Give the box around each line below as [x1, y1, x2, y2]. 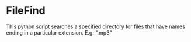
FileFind [6, 4, 46, 17]
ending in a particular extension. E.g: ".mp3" [6, 29, 112, 36]
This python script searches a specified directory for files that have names [6, 23, 185, 30]
